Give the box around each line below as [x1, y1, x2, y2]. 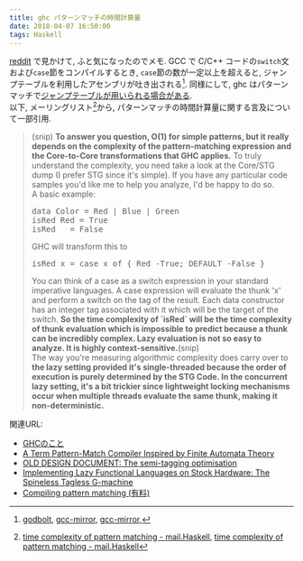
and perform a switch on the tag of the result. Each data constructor [31, 294, 285, 305]
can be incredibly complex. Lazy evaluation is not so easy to [31, 333, 262, 344]
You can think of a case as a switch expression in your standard [31, 275, 269, 286]
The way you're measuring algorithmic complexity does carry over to [31, 352, 289, 363]
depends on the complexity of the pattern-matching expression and [31, 141, 291, 152]
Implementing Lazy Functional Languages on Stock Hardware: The [22, 466, 271, 478]
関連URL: [9, 418, 43, 429]
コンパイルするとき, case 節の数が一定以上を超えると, [64, 67, 262, 78]
